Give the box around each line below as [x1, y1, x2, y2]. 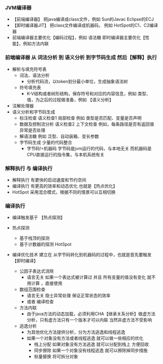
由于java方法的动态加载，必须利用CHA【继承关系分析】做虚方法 [26, 311, 156, 317]
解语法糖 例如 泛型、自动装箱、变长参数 [19, 133, 99, 139]
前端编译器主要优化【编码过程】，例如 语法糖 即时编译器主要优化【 [12, 35, 145, 40]
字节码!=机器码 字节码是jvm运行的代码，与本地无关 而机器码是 [26, 145, 152, 151]
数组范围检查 [19, 286, 45, 292]
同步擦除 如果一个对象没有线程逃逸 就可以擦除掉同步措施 [34, 347, 148, 353]
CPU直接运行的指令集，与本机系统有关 [26, 151, 104, 157]
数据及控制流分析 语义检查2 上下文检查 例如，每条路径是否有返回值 [19, 121, 154, 127]
